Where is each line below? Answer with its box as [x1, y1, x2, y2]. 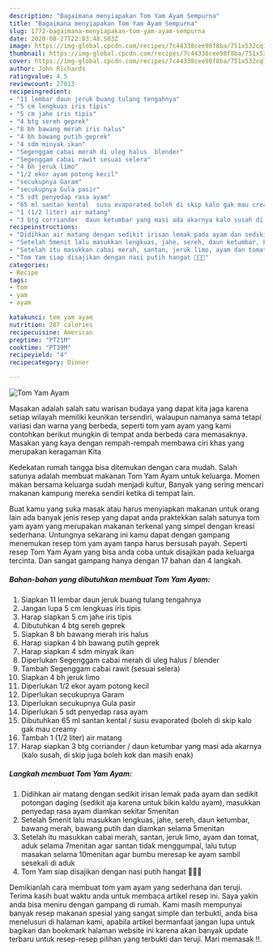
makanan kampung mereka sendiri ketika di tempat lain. [9, 489, 195, 498]
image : [9, 42, 32, 50]
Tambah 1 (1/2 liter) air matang [20, 732, 122, 743]
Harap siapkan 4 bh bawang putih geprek [20, 638, 160, 648]
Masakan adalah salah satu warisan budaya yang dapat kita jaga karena [9, 403, 250, 413]
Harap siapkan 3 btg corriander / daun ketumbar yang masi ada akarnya [20, 741, 262, 751]
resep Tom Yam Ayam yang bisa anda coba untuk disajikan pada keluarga [9, 547, 255, 557]
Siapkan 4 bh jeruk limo [20, 672, 100, 682]
